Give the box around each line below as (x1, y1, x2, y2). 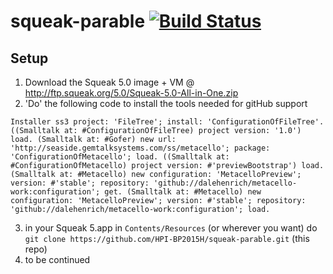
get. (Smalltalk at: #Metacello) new (104, 187, 262, 197)
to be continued (24, 254, 91, 265)
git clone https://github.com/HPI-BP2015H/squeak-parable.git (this (24, 233, 310, 244)
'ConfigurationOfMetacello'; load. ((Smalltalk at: (10, 152, 230, 162)
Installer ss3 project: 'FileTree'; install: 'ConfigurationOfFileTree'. (10, 117, 325, 127)
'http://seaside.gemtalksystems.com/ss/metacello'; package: (10, 143, 271, 153)
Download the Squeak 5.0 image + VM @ (24, 76, 195, 88)
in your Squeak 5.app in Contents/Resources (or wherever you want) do (24, 222, 318, 234)
